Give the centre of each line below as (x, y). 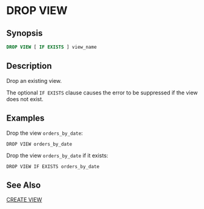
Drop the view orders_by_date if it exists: (57, 155)
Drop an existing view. (34, 80)
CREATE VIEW (24, 200)
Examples (25, 119)
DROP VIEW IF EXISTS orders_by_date (53, 166)
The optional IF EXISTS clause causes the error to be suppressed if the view (102, 93)
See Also (24, 185)
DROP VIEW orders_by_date (39, 144)
